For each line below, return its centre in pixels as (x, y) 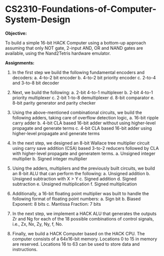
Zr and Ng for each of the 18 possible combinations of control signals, (83, 219)
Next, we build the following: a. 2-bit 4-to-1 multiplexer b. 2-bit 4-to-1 (82, 92)
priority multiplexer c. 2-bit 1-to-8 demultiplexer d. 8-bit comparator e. (83, 98)
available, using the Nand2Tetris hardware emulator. (58, 53)
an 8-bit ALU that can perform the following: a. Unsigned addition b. (81, 173)
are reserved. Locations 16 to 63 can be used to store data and (76, 244)
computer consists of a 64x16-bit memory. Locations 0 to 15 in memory (85, 239)
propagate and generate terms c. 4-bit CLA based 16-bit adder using (82, 128)
